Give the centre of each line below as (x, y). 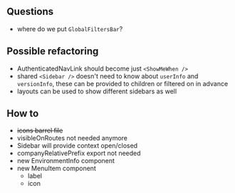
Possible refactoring (53, 52)
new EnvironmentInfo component (66, 161)
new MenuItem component (57, 168)
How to (23, 114)
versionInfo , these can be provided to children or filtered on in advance (122, 83)
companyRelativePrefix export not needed (79, 153)
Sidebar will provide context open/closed (77, 146)
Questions (30, 12)
